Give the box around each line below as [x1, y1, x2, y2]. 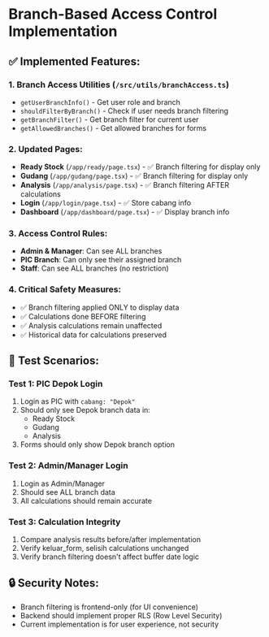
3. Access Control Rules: [8, 228, 108, 240]
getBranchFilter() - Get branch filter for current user [20, 115, 199, 124]
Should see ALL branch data [20, 487, 115, 496]
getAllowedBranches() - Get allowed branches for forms [20, 123, 207, 132]
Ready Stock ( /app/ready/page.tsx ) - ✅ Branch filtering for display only [20, 162, 261, 171]
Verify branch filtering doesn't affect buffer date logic [20, 552, 200, 561]
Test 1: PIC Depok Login [8, 379, 103, 390]
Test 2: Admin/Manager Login [8, 460, 128, 471]
